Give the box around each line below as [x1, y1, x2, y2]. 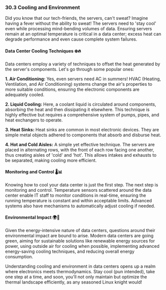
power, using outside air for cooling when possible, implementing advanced [5, 243, 160, 249]
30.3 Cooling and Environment [5, 4, 80, 11]
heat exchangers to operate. [5, 117, 63, 123]
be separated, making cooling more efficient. [5, 157, 97, 163]
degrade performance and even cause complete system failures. [5, 36, 138, 42]
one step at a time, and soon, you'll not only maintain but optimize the [5, 274, 147, 280]
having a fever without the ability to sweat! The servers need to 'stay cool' [5, 20, 157, 26]
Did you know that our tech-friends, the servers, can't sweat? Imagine [5, 15, 148, 21]
